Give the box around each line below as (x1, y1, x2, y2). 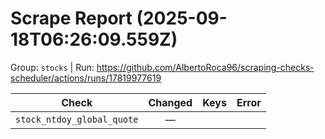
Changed (148, 95, 193, 109)
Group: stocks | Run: (10, 61, 95, 73)
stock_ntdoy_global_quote (15, 113, 139, 125)
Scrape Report (10, 7, 133, 30)
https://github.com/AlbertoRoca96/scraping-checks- (96, 61, 315, 73)
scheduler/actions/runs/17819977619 (10, 72, 162, 84)
